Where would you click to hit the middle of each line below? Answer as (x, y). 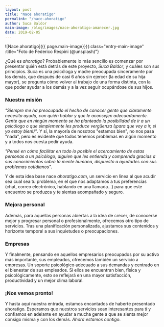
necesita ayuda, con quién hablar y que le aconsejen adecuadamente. (77, 116)
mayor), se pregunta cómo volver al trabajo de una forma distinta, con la (78, 82)
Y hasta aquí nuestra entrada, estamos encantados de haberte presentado (80, 304)
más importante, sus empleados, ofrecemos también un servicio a (72, 259)
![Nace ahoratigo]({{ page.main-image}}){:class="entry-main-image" (75, 46)
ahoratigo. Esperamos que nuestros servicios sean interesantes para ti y (78, 309)
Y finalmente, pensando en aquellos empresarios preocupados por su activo (82, 254)
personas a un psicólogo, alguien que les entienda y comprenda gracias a (80, 156)
